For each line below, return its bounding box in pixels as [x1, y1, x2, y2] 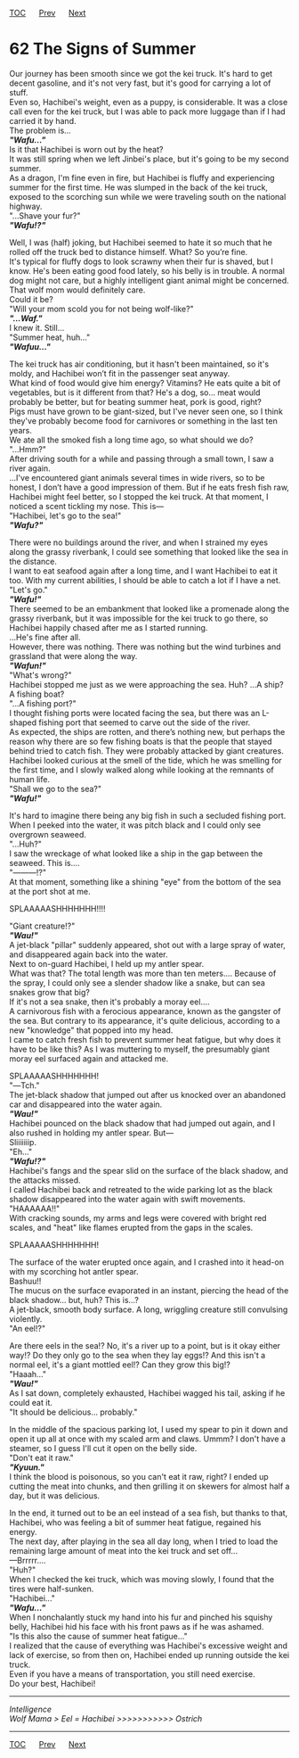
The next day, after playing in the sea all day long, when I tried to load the [9, 1536, 279, 1547]
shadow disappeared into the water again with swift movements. [9, 1193, 246, 1204]
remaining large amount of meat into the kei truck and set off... [9, 1545, 238, 1556]
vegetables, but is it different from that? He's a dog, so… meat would [9, 387, 261, 398]
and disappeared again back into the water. [9, 949, 168, 960]
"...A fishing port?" [9, 697, 77, 708]
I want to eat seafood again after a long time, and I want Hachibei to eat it [9, 565, 278, 576]
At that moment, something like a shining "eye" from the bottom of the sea [9, 876, 282, 887]
